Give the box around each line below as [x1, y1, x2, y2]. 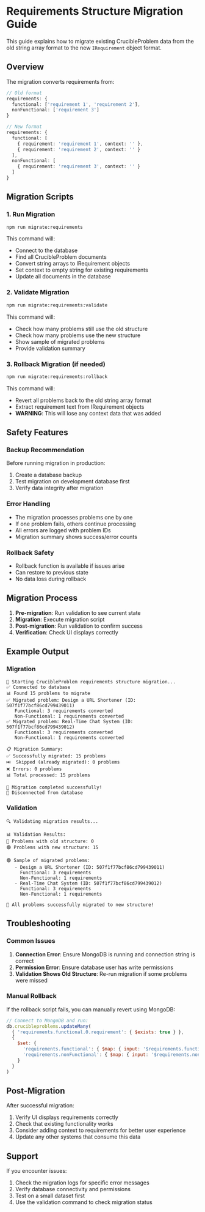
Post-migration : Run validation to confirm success [15, 622, 143, 630]
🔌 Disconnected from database [6, 789, 84, 796]
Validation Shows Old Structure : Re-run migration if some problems [15, 970, 187, 977]
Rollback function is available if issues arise [15, 562, 125, 570]
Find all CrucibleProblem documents [15, 253, 107, 261]
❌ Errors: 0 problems [6, 766, 62, 772]
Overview [6, 62, 45, 72]
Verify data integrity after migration [15, 485, 104, 492]
